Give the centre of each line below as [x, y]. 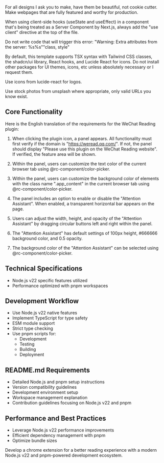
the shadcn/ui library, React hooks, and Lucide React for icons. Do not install [82, 62]
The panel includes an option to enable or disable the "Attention [76, 198]
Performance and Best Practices [56, 418]
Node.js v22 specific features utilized [50, 280]
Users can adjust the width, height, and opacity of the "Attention [77, 218]
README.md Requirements [47, 370]
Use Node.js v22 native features [45, 313]
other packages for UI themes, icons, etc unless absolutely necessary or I [79, 67]
